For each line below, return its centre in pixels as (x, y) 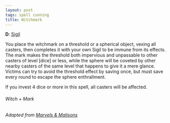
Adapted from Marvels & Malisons (41, 115)
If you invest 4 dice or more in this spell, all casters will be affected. (76, 87)
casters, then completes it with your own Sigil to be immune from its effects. (86, 50)
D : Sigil (13, 34)
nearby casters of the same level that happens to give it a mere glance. (80, 66)
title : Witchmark (24, 20)
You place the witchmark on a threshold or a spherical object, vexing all (81, 44)
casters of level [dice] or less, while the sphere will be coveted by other (81, 61)
